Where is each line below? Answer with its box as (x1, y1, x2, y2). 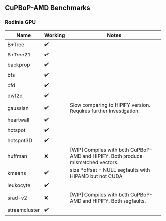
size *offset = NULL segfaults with (70, 166, 150, 173)
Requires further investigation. (70, 108, 140, 114)
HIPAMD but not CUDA (70, 173, 123, 180)
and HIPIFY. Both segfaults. (82, 197, 146, 204)
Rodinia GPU (5, 19, 36, 26)
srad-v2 (7, 194, 27, 201)
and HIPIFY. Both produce (82, 152, 143, 159)
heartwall (7, 116, 30, 123)
